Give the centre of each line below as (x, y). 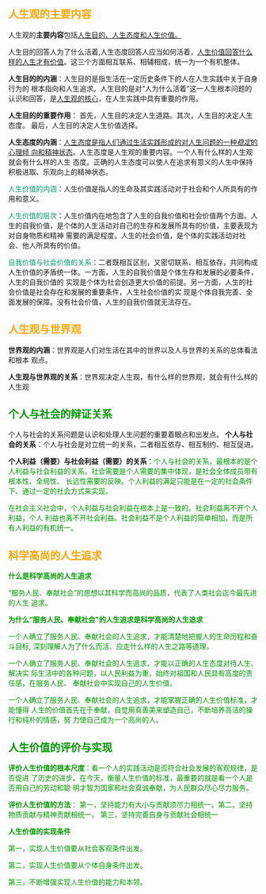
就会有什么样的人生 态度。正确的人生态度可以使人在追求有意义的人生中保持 (131, 162)
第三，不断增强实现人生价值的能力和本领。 (78, 882)
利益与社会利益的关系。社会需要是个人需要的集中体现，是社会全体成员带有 (136, 472)
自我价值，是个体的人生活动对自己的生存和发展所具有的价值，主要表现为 (140, 225)
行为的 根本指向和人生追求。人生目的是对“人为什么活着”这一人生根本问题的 (130, 88)
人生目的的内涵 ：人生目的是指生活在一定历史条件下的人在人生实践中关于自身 (133, 79)
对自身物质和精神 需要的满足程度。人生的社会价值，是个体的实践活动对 (123, 235)
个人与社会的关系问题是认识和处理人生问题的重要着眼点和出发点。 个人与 (127, 434)
